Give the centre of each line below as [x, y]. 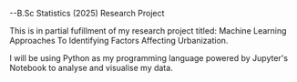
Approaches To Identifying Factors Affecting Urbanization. [119, 41]
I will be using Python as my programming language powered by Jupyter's [149, 58]
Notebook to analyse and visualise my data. [91, 68]
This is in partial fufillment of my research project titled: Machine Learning [148, 31]
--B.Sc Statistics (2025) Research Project [87, 13]
